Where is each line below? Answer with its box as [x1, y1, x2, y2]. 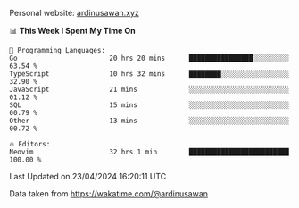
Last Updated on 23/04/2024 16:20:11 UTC [9, 171, 167, 181]
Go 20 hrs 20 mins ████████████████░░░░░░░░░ [9, 54, 290, 62]
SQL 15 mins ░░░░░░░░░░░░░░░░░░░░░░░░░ [9, 101, 290, 110]
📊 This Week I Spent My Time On [9, 26, 136, 36]
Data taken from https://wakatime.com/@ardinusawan [9, 188, 208, 199]
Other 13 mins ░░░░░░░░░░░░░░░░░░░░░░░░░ [9, 116, 290, 125]
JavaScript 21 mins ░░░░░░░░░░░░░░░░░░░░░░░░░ [9, 85, 290, 94]
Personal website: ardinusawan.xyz [9, 8, 140, 18]
